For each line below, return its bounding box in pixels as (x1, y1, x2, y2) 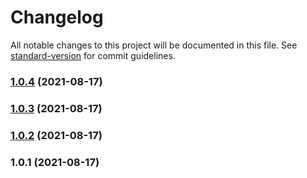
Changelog (10, 6, 104, 29)
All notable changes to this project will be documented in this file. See (10, 39, 298, 51)
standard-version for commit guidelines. (10, 49, 176, 61)
